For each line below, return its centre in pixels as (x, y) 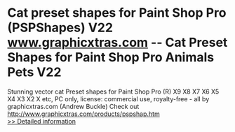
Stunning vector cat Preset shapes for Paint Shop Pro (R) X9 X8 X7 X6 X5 (113, 91)
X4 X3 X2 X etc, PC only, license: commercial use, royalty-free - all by (108, 98)
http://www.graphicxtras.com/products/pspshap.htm (83, 114)
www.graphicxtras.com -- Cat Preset (117, 43)
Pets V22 (34, 72)
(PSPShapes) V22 (60, 28)
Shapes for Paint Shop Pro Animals (111, 58)
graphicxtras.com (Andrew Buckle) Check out (73, 106)
